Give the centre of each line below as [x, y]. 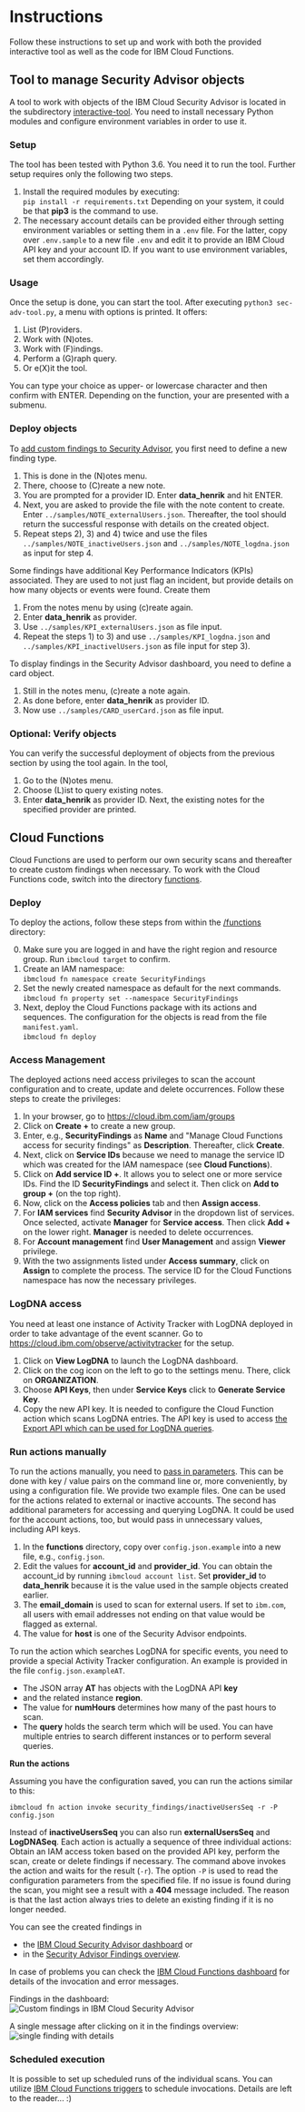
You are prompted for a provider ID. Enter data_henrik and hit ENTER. [152, 495]
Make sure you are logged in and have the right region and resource [150, 949]
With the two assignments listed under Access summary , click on [146, 1261]
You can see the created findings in [76, 1927]
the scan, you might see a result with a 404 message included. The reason [150, 1890]
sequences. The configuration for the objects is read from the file [145, 1017]
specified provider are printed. [79, 809]
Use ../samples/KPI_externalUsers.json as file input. [122, 626]
